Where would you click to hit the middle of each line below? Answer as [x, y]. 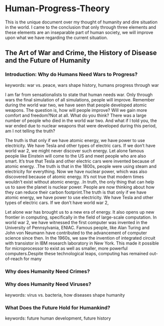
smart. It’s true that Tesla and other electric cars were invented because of [80, 161]
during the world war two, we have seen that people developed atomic [76, 105]
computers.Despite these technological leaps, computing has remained [77, 253]
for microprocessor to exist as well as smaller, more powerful [66, 248]
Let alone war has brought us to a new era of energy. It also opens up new [80, 212]
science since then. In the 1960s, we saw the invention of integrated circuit [80, 238]
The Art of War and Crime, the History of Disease [81, 53]
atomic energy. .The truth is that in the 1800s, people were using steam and [81, 166]
